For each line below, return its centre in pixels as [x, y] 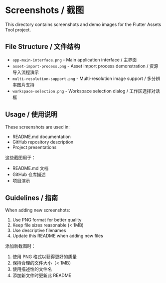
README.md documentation [41, 136]
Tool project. [18, 29]
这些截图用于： [20, 157]
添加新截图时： [20, 246]
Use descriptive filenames [39, 230]
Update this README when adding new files [58, 236]
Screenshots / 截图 [45, 10]
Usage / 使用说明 [31, 115]
